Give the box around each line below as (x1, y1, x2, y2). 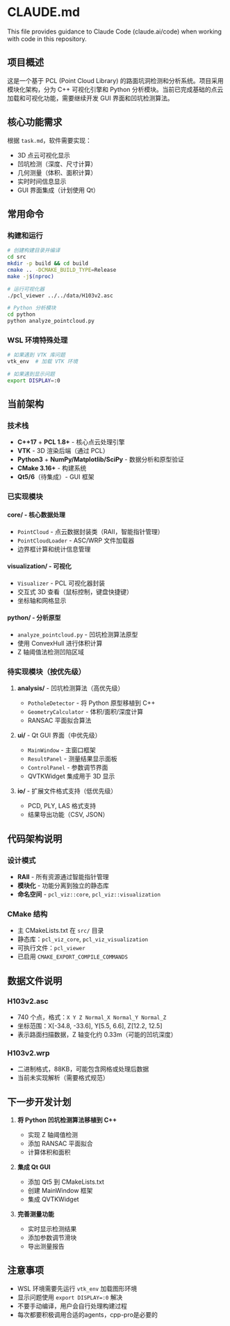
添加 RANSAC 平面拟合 (27, 1139, 94, 1148)
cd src (7, 254, 26, 261)
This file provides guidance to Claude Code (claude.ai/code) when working (7, 27, 222, 36)
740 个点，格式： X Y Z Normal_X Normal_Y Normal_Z (17, 1012, 167, 1021)
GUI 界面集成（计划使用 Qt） (17, 185, 99, 194)
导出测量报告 (27, 1242, 65, 1251)
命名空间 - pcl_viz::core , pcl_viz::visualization (17, 890, 161, 898)
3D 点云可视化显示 (17, 151, 71, 159)
